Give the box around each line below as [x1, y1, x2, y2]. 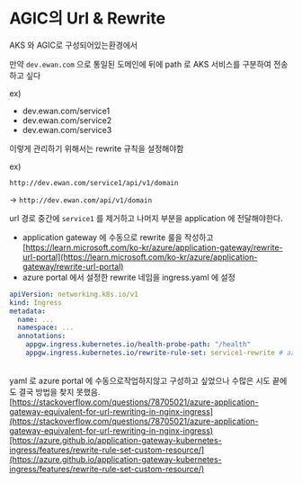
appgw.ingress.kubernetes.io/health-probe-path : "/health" [25, 340, 252, 349]
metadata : [9, 307, 47, 316]
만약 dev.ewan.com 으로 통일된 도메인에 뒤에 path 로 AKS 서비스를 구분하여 [9, 58, 271, 69]
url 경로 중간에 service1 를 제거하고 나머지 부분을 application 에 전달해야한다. [9, 212, 283, 223]
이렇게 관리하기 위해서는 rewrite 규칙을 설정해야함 [9, 143, 184, 154]
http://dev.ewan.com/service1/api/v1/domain [9, 178, 179, 187]
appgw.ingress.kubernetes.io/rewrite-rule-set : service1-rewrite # [25, 348, 283, 358]
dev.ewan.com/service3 [22, 124, 112, 135]
